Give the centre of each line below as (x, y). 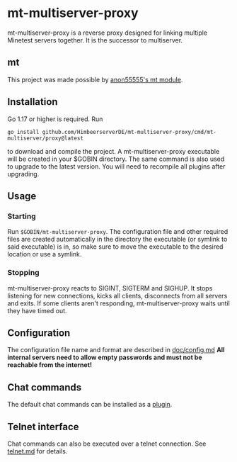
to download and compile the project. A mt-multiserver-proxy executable (114, 151)
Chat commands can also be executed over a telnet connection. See (107, 444)
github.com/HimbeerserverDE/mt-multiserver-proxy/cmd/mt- (129, 132)
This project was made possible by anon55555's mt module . (95, 79)
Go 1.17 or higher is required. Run (55, 119)
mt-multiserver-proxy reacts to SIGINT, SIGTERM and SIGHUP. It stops (110, 288)
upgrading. (23, 174)
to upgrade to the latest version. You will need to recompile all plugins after (116, 166)
